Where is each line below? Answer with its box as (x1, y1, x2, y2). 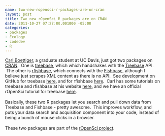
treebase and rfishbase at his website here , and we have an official (5, 83, 141, 89)
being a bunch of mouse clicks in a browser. (5, 114, 95, 120)
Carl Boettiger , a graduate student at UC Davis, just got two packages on (5, 57, 153, 63)
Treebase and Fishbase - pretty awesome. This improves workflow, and (5, 104, 152, 110)
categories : (5, 26, 30, 30)
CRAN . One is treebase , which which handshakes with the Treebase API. (5, 62, 154, 68)
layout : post (5, 12, 32, 17)
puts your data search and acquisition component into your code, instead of (5, 109, 159, 115)
